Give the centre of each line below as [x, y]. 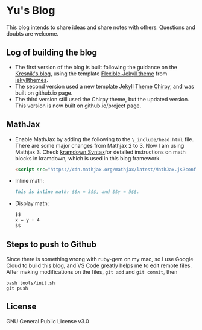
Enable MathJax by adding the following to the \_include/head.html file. [104, 139]
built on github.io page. [44, 93]
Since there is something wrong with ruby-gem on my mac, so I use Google [100, 259]
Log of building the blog [52, 53]
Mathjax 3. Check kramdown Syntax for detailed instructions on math [100, 152]
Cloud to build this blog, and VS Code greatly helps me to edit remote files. [99, 265]
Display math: [32, 203]
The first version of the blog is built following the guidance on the [96, 67]
